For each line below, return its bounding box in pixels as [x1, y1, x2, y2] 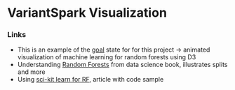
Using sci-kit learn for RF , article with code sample [17, 75, 164, 84]
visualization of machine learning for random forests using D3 [17, 53, 196, 61]
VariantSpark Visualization [7, 5, 167, 21]
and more [17, 68, 46, 76]
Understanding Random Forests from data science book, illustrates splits [17, 61, 228, 69]
